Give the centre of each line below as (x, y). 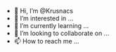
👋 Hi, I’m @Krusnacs (44, 11)
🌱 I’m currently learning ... (51, 26)
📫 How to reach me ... (46, 41)
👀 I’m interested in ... (44, 18)
